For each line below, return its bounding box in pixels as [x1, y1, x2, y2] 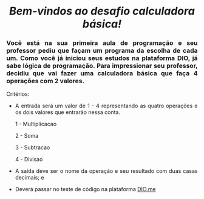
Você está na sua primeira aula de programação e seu [6, 39, 198, 47]
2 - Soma [15, 132, 39, 140]
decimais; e [15, 174, 44, 181]
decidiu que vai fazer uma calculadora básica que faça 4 [6, 69, 198, 78]
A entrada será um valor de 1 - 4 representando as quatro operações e [15, 102, 198, 110]
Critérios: [6, 90, 30, 98]
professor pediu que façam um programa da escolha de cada [6, 47, 198, 55]
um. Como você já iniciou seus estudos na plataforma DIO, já [6, 54, 198, 62]
